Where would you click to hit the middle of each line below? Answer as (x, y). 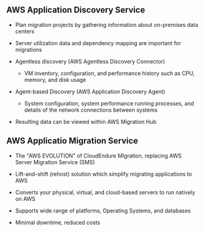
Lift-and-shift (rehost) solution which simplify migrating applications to (104, 174)
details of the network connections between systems (91, 110)
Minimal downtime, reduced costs (58, 222)
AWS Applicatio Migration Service (72, 141)
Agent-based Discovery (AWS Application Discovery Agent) (90, 92)
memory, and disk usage (55, 79)
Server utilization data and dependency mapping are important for (98, 43)
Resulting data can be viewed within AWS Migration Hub (86, 121)
